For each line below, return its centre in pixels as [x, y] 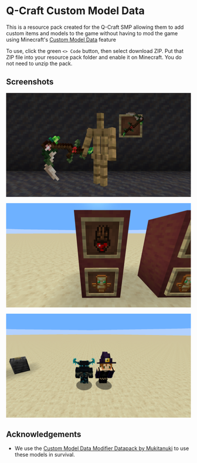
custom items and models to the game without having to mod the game [92, 33]
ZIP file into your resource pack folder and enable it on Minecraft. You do [94, 57]
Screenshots [30, 82]
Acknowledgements [44, 434]
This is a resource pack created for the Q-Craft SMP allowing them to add [95, 27]
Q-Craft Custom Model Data [75, 11]
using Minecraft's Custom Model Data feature [61, 39]
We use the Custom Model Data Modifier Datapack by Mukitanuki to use [102, 448]
